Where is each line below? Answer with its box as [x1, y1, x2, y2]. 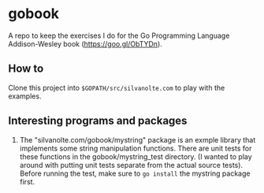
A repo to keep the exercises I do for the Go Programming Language [8, 31, 230, 40]
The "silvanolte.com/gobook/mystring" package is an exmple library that [19, 135, 256, 144]
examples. [8, 91, 42, 101]
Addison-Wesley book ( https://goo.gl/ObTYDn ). [8, 39, 163, 48]
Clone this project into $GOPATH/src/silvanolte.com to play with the [8, 83, 225, 92]
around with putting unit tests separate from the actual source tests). [19, 160, 243, 169]
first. [19, 176, 35, 186]
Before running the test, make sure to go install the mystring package [19, 169, 251, 178]
